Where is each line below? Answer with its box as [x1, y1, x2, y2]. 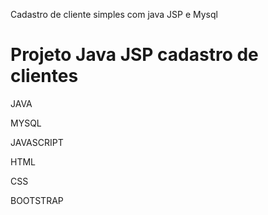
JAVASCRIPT [10, 136, 64, 148]
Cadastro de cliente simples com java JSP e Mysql [10, 9, 218, 20]
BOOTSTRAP [10, 194, 64, 206]
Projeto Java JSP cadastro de [10, 44, 259, 66]
